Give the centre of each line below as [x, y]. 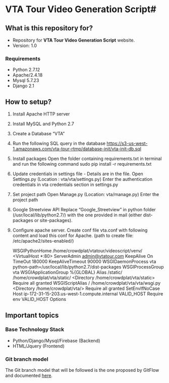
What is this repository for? [49, 28]
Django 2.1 [23, 86]
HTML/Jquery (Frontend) [38, 346]
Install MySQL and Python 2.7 [43, 124]
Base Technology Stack [35, 329]
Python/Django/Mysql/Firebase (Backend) [56, 340]
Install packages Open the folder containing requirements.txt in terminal [87, 159]
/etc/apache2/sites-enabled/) [43, 241]
